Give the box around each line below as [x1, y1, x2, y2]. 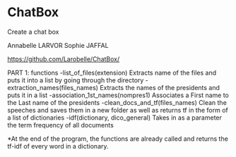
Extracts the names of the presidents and [100, 83, 220, 92]
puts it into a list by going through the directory [7, 75, 144, 84]
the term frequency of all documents [7, 120, 114, 129]
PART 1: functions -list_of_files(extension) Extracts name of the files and [7, 68, 217, 77]
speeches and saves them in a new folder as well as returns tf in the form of [7, 106, 228, 114]
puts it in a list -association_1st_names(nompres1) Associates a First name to [7, 91, 230, 99]
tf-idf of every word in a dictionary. [7, 142, 109, 150]
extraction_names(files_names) [7, 83, 99, 92]
